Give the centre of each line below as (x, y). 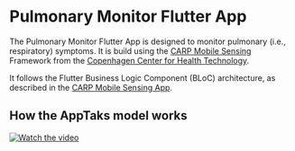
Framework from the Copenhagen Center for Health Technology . (129, 60)
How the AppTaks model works (98, 115)
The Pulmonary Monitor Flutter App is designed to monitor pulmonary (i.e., (147, 41)
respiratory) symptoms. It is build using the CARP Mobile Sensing (130, 50)
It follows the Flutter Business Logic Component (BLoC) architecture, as (143, 77)
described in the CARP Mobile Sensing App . (91, 87)
